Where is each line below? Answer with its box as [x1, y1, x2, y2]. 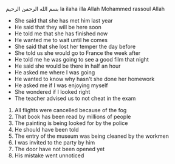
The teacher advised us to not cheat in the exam [14, 94, 136, 102]
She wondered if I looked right [14, 88, 91, 95]
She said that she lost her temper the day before [14, 43, 136, 50]
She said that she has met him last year [14, 17, 113, 24]
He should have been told [14, 126, 80, 133]
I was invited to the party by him [14, 139, 95, 146]
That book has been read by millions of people [14, 113, 131, 120]
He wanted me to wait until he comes [14, 37, 108, 43]
